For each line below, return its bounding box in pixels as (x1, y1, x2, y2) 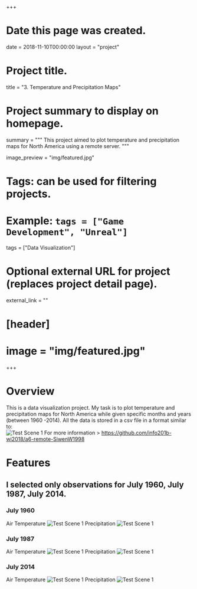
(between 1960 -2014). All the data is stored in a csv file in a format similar (6, 417, 187, 424)
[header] (6, 318, 50, 331)
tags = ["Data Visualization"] (6, 244, 75, 251)
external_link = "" (6, 296, 48, 304)
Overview (6, 385, 55, 398)
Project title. (6, 64, 68, 77)
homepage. (6, 117, 64, 130)
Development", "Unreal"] (6, 227, 128, 238)
